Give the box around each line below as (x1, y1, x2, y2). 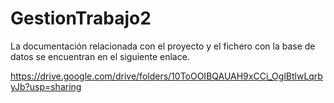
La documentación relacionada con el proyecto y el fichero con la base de (10, 40, 316, 52)
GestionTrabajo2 (10, 7, 152, 30)
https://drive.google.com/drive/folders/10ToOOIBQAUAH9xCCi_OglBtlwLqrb (10, 70, 323, 82)
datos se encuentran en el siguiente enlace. (10, 50, 190, 62)
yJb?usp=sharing (10, 80, 82, 92)
